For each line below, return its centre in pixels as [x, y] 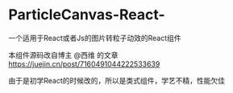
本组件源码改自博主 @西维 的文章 [63, 55]
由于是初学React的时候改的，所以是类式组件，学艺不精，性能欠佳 [117, 80]
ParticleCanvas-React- [87, 15]
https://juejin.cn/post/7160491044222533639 [84, 64]
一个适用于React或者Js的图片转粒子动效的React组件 [95, 38]
